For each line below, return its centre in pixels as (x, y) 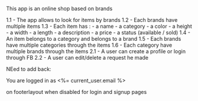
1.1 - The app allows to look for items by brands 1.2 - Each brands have (92, 20)
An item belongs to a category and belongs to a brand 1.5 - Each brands (94, 39)
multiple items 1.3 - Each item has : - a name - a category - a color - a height (99, 26)
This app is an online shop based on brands (59, 9)
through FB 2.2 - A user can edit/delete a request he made (77, 58)
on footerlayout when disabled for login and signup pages (77, 92)
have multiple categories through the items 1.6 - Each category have (89, 45)
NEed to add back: (29, 69)
